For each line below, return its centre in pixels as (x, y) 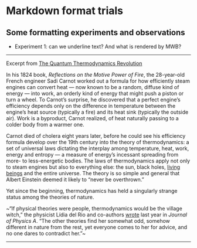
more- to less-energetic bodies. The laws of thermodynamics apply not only (98, 161)
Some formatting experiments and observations (96, 33)
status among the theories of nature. (50, 197)
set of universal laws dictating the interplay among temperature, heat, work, (98, 148)
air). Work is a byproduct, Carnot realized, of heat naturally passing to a (92, 118)
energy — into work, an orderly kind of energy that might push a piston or (95, 93)
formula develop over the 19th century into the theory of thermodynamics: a (98, 142)
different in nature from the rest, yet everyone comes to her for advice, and (97, 227)
